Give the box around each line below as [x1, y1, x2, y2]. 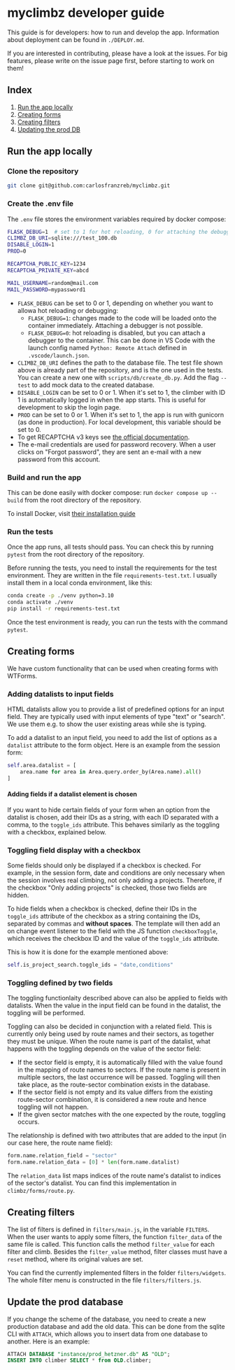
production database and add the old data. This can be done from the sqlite [7, 1322, 225, 1331]
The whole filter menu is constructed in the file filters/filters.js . [7, 1275, 201, 1284]
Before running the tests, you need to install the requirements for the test [7, 564, 218, 572]
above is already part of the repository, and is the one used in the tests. [17, 365, 224, 374]
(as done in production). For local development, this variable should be [17, 418, 222, 426]
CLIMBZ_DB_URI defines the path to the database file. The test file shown [17, 358, 223, 367]
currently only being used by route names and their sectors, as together [7, 1030, 215, 1038]
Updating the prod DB [17, 125, 80, 134]
